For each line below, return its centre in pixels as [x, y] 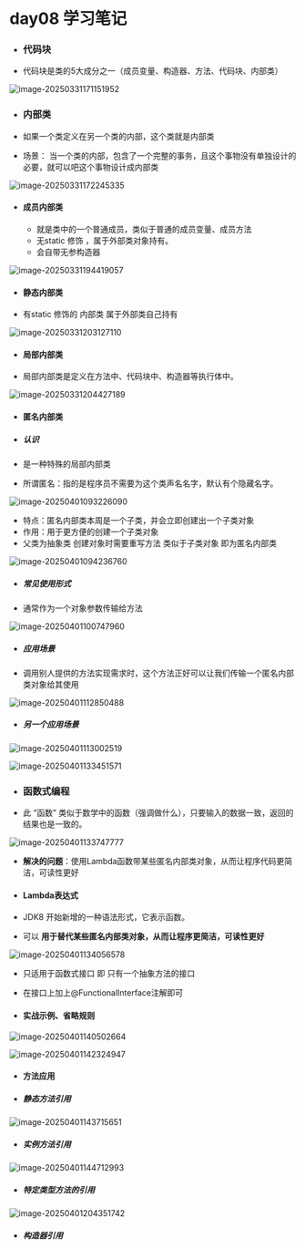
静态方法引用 [46, 1099]
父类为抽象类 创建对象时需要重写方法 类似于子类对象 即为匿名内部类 [150, 542]
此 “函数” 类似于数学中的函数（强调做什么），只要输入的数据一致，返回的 [158, 813]
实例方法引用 [46, 1144]
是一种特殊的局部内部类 [66, 464]
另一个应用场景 [51, 725]
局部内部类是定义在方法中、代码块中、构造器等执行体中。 [130, 377]
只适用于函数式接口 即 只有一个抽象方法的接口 [109, 974]
